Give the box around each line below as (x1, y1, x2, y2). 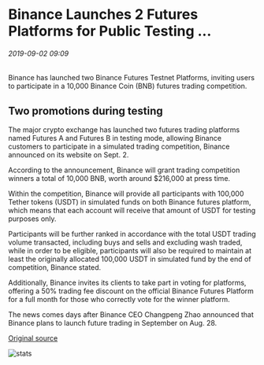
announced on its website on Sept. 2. (8, 150, 129, 160)
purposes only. (8, 214, 57, 223)
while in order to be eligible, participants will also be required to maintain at (8, 246, 252, 256)
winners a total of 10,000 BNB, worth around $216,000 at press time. (8, 174, 231, 183)
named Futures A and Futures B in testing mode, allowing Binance (8, 134, 222, 143)
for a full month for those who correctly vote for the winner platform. (8, 295, 230, 304)
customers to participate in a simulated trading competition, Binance (8, 142, 230, 151)
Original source (8, 334, 58, 343)
